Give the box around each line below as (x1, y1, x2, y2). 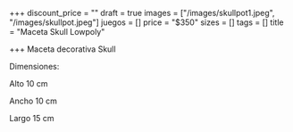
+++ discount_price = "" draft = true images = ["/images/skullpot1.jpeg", (9, 8, 275, 18)
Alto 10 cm (9, 78, 48, 88)
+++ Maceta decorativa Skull (9, 44, 116, 54)
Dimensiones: (9, 62, 60, 71)
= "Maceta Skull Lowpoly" (9, 27, 105, 37)
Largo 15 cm (9, 113, 54, 123)
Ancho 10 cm (9, 95, 58, 106)
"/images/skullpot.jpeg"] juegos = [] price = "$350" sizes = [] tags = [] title (9, 17, 284, 28)
